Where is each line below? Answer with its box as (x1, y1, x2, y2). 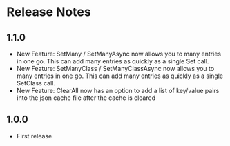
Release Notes (6, 4, 91, 20)
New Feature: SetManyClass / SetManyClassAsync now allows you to (16, 65, 215, 72)
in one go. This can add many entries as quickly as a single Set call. (16, 57, 209, 65)
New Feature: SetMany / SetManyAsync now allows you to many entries (16, 50, 222, 58)
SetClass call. (16, 79, 56, 87)
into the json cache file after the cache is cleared (16, 94, 156, 102)
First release (16, 132, 52, 140)
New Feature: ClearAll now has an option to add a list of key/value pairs (16, 87, 220, 94)
